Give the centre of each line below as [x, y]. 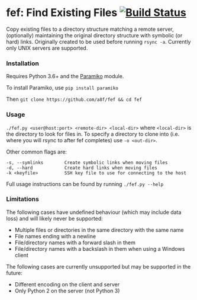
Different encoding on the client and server [67, 284]
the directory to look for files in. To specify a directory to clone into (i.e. [93, 134]
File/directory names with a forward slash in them [75, 242]
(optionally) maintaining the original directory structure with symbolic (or [94, 35]
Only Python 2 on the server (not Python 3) [67, 291]
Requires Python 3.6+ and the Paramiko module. [65, 76]
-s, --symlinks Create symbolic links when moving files [87, 162]
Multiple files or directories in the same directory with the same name [99, 230]
